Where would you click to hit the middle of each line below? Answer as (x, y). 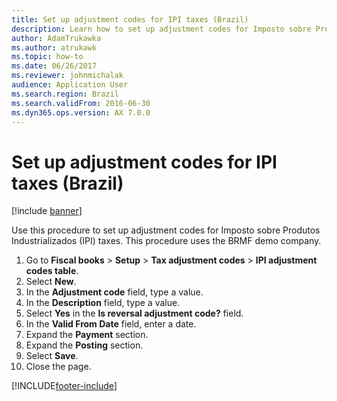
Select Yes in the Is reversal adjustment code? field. (134, 313)
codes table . (52, 271)
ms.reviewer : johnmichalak (67, 76)
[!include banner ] (47, 211)
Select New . (51, 282)
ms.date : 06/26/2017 (54, 66)
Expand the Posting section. (84, 345)
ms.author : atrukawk (54, 47)
